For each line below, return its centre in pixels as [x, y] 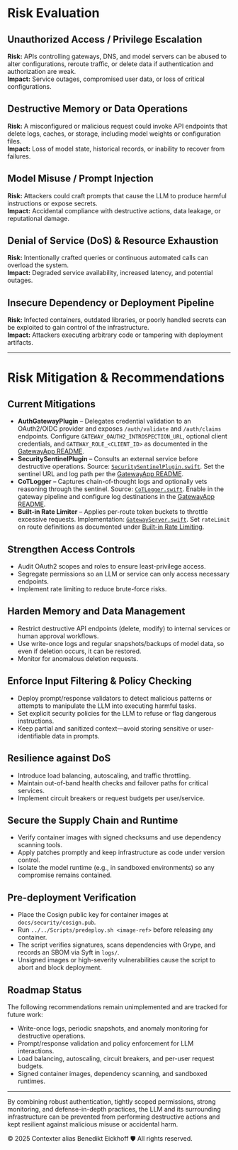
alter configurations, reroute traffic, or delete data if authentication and [110, 64]
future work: [25, 1014]
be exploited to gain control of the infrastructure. [78, 328]
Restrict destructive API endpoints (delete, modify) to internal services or [124, 628]
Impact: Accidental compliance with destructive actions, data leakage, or [114, 210]
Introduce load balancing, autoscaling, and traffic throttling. [104, 775]
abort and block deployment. [60, 967]
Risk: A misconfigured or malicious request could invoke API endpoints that [118, 126]
